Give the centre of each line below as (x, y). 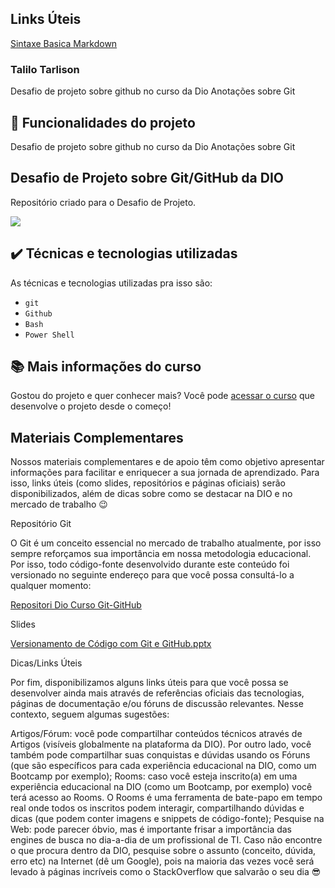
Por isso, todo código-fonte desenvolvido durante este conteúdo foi (150, 564)
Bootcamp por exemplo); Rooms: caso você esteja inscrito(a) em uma (154, 776)
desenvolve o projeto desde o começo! (91, 406)
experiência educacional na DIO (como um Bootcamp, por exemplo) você (161, 787)
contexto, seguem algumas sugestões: (90, 714)
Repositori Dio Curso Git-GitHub (76, 605)
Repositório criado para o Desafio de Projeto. (103, 202)
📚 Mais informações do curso (106, 366)
